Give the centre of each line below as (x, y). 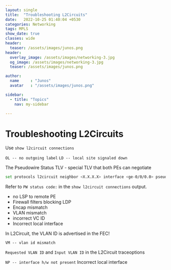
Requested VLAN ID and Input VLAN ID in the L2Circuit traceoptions (75, 252)
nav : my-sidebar (32, 104)
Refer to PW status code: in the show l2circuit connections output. (76, 187)
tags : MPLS (17, 29)
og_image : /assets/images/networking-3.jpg (56, 62)
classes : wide (20, 39)
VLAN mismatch (30, 213)
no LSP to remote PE (34, 197)
